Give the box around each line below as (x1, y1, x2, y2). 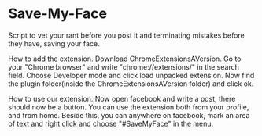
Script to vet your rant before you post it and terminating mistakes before (8, 30, 245, 40)
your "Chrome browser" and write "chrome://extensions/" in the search (8, 62, 240, 71)
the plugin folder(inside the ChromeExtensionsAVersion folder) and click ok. (8, 79, 254, 88)
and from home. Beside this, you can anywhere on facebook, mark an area (8, 110, 250, 120)
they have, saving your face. (8, 38, 100, 48)
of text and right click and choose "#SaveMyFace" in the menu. (8, 119, 214, 128)
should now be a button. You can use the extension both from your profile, (8, 102, 249, 112)
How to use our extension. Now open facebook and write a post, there (8, 94, 236, 103)
